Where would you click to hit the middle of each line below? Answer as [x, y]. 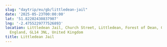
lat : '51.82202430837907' [32, 19]
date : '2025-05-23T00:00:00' [35, 14]
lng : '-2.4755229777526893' [34, 23]
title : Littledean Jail [30, 37]
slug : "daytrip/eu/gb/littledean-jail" [46, 10]
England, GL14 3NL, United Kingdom [46, 32]
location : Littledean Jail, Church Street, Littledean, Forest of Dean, [82, 28]
